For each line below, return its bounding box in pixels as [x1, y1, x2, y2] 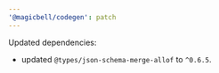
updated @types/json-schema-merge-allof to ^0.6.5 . [20, 54, 212, 64]
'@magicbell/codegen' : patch [8, 12, 117, 22]
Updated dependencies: [8, 37, 97, 47]
